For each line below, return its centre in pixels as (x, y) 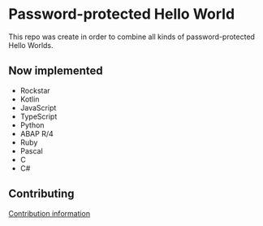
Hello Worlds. (31, 45)
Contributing (41, 194)
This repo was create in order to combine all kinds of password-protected (132, 37)
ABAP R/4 (37, 133)
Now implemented (56, 71)
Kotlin (30, 99)
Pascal (31, 150)
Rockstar (35, 90)
